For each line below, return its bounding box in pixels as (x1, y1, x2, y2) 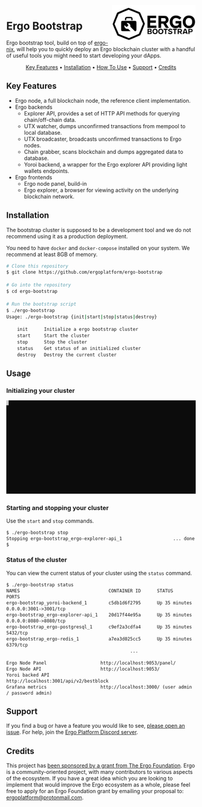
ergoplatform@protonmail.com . (6, 794, 84, 801)
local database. (23, 129, 62, 136)
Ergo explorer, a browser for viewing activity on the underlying (23, 186, 179, 194)
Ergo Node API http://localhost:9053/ (6, 666, 161, 672)
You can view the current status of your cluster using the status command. (6, 569, 192, 577)
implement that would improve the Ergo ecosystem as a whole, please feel (6, 781, 191, 788)
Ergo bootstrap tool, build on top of (6, 39, 93, 46)
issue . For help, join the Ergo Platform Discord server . (6, 729, 138, 736)
